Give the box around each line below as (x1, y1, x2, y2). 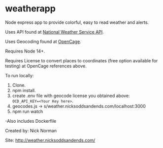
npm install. (12, 87, 36, 93)
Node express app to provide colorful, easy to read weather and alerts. (5, 19, 149, 25)
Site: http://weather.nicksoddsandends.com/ (5, 137, 96, 143)
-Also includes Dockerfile (5, 118, 57, 124)
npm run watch (12, 108, 43, 114)
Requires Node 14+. (5, 48, 45, 54)
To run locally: (5, 72, 34, 78)
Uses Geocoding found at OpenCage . (5, 38, 81, 45)
